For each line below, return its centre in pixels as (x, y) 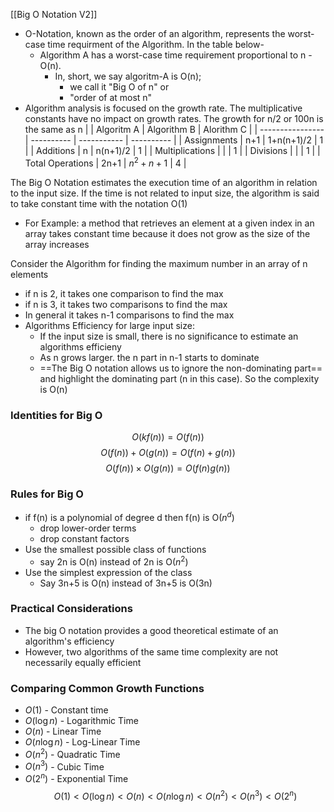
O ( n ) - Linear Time (63, 731)
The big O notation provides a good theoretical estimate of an (151, 630)
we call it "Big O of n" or (119, 87)
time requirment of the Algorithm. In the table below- (156, 44)
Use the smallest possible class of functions (115, 549)
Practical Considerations (71, 609)
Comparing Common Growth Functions (107, 688)
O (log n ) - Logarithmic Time (81, 721)
